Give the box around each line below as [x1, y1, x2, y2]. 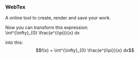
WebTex [5, 3, 26, 10]
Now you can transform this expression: [5, 24, 88, 30]
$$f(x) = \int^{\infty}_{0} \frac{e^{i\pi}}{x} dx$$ [35, 47, 134, 53]
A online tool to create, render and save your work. [5, 15, 111, 21]
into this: [5, 39, 24, 45]
